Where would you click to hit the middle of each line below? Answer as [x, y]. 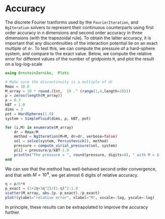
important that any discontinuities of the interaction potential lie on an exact [82, 43]
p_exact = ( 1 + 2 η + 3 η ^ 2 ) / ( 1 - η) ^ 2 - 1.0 [41, 188]
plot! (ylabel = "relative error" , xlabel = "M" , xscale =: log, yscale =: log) [80, 197]
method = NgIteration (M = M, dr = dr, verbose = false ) [66, 137]
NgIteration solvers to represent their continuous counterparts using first [79, 27]
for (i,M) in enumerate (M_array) [39, 127]
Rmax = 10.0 [17, 87]
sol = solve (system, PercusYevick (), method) [61, 141]
